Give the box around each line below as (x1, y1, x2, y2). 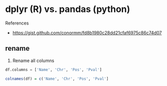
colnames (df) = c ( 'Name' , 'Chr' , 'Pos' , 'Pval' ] (5, 76, 109, 81)
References (5, 20, 29, 26)
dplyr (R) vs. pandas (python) (5, 3, 130, 15)
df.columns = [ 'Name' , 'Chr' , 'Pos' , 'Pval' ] (5, 67, 102, 72)
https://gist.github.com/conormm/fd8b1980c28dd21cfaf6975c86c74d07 (12, 29, 162, 35)
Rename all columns (12, 57, 54, 63)
